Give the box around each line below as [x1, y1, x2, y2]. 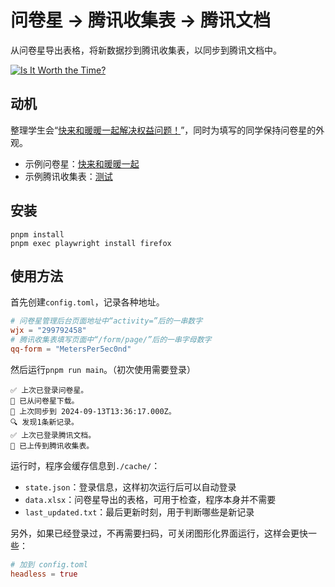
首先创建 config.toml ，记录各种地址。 [10, 296, 165, 308]
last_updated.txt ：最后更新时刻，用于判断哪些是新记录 [24, 506, 255, 518]
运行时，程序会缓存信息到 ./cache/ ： [10, 459, 161, 471]
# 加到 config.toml [10, 559, 89, 570]
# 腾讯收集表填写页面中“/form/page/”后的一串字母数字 [10, 335, 212, 345]
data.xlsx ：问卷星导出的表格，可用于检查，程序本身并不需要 [24, 493, 277, 505]
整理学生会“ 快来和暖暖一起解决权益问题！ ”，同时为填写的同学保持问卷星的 [10, 124, 317, 136]
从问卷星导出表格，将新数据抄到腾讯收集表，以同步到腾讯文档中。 [10, 44, 282, 56]
